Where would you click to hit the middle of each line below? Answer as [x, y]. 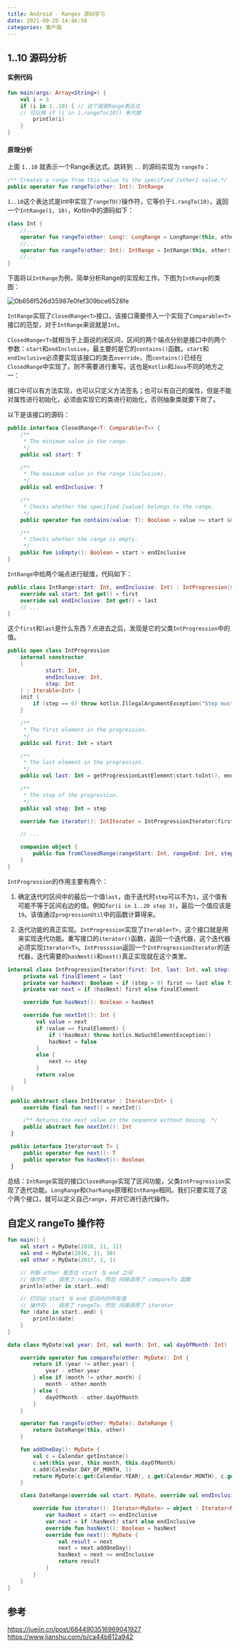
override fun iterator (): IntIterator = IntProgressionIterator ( [119, 821]
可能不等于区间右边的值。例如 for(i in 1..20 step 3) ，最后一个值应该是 [124, 905]
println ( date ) [54, 1319]
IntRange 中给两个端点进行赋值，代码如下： [70, 573]
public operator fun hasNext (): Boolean [84, 1159]
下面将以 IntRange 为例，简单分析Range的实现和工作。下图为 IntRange [108, 278]
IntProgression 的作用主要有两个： [58, 881]
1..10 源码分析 [37, 58]
